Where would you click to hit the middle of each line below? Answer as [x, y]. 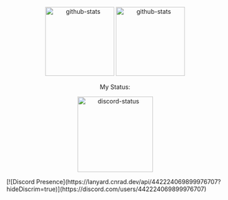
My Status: [115, 87]
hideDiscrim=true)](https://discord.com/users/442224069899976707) [107, 189]
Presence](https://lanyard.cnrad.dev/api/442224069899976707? [128, 182]
